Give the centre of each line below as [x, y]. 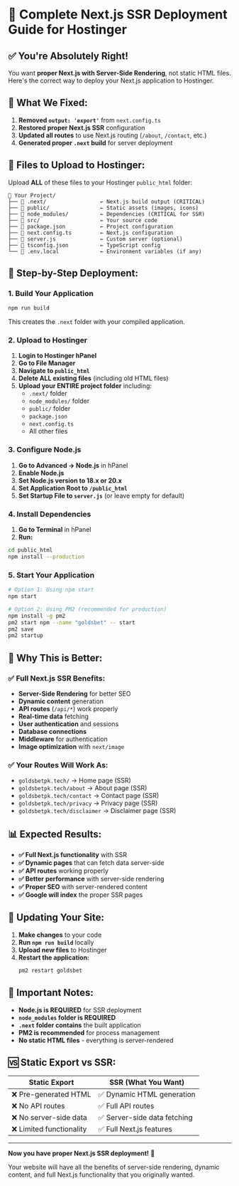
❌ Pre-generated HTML [51, 1094]
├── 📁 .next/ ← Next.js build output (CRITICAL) [106, 201]
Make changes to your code [60, 935]
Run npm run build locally [56, 942]
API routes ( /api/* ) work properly [68, 708]
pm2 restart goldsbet [50, 970]
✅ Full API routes [126, 1106]
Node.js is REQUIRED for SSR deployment [80, 1009]
